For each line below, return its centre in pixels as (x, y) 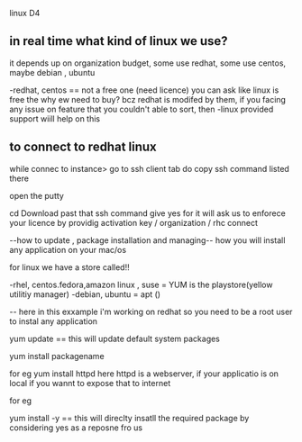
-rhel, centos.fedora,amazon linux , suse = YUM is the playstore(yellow (141, 284)
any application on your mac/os (68, 249)
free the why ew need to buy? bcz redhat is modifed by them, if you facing (148, 99)
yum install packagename (57, 356)
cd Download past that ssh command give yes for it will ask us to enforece (147, 213)
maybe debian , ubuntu (52, 72)
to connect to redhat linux (83, 147)
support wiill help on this (55, 118)
